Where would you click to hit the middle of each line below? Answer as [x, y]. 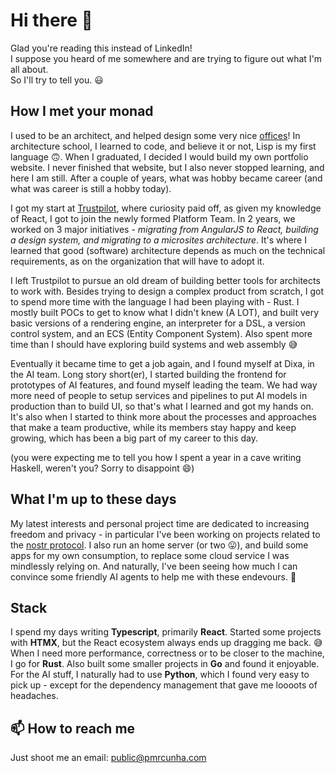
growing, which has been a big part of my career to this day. [134, 438]
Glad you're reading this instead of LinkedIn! [101, 48]
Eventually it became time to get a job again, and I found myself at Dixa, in [162, 363]
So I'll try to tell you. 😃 [57, 80]
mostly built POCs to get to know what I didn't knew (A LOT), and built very [165, 312]
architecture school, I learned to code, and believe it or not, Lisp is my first [163, 146]
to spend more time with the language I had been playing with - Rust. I [155, 301]
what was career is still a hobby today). [91, 188]
